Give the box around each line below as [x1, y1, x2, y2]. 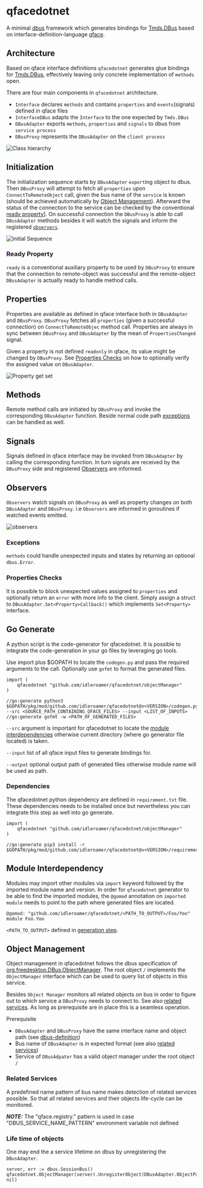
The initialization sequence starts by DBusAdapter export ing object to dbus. [6, 178, 192, 185]
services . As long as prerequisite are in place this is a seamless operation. [6, 1003, 190, 1011]
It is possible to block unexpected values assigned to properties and [6, 587, 178, 594]
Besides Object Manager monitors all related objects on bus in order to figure [6, 991, 196, 998]
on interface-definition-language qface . [6, 30, 105, 38]
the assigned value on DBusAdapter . [6, 360, 94, 367]
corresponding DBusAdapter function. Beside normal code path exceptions [6, 412, 190, 419]
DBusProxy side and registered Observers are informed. [6, 465, 143, 473]
